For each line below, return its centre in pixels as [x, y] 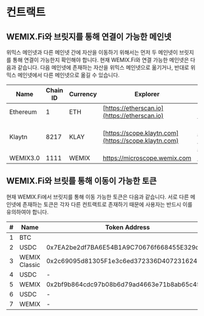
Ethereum [23, 112]
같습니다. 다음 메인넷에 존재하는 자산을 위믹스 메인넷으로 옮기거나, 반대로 [103, 67]
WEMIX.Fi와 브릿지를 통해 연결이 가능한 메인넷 [89, 37]
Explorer [147, 94]
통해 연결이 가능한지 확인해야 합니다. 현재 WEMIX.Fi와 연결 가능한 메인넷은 [101, 60]
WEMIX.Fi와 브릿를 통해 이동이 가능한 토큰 [81, 181]
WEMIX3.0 [25, 158]
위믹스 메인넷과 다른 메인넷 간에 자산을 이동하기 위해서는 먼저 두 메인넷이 [92, 52]
